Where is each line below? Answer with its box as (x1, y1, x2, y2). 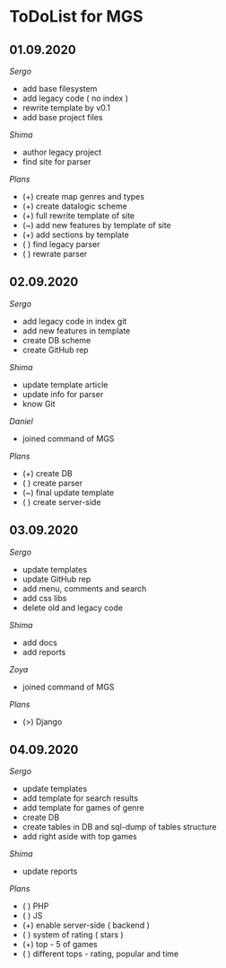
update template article (22, 379, 109, 390)
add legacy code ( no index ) (22, 93, 128, 103)
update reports (22, 866, 78, 877)
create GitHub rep (22, 344, 89, 355)
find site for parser (22, 156, 91, 167)
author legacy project (22, 147, 102, 157)
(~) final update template (22, 487, 115, 498)
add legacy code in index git (22, 315, 127, 326)
